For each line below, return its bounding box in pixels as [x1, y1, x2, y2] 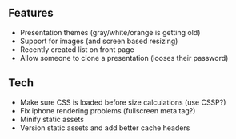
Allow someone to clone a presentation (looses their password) [19, 53, 229, 62]
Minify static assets [19, 114, 84, 124]
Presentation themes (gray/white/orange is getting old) [19, 27, 201, 37]
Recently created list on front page [19, 44, 134, 54]
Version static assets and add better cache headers [19, 123, 190, 133]
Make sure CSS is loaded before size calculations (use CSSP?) [19, 97, 226, 107]
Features [8, 6, 54, 20]
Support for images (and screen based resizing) [19, 36, 178, 46]
